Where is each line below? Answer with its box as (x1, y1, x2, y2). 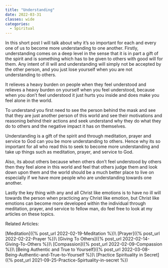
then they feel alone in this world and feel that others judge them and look (5, 164, 158, 170)
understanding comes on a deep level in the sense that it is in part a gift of (5, 51, 159, 57)
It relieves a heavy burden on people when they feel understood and (5, 81, 146, 88)
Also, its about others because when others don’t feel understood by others (5, 159, 161, 165)
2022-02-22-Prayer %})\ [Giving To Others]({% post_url (5, 236, 122, 242)
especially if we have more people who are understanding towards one (5, 175, 152, 181)
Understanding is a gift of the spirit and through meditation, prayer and (5, 133, 151, 139)
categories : (5, 21, 30, 27)
